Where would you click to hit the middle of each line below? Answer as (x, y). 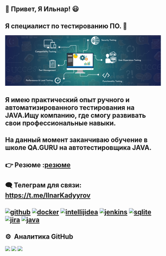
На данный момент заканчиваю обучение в (77, 140)
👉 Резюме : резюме (38, 165)
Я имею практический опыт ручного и (67, 100)
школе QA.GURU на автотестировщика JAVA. (78, 148)
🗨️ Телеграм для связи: (43, 185)
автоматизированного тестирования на (70, 107)
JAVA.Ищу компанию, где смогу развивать (76, 115)
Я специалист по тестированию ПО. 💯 (66, 26)
